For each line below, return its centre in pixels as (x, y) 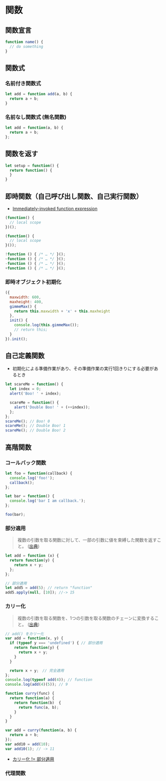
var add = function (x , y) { (34, 638)
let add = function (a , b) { (34, 128)
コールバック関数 (26, 463)
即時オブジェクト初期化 (33, 282)
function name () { (24, 42)
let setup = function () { (32, 166)
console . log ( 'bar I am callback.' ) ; (48, 501)
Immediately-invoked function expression (55, 208)
